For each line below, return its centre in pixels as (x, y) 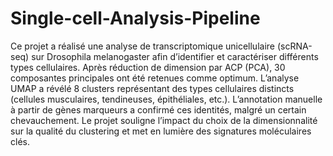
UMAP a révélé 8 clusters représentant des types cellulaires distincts (152, 88)
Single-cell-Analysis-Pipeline (135, 18)
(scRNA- (294, 46)
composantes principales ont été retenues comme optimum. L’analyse (155, 78)
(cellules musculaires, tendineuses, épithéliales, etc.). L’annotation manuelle (166, 99)
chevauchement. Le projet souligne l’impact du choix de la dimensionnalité (164, 120)
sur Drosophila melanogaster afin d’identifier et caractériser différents (175, 56)
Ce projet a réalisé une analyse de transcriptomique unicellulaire (142, 46)
